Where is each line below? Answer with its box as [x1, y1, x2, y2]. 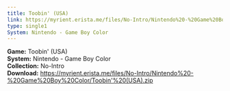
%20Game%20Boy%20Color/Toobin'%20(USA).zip [7, 76, 153, 85]
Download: [7, 69, 39, 77]
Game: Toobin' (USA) [7, 48, 68, 56]
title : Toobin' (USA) [7, 10, 69, 17]
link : [7, 16, 23, 23]
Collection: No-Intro [7, 62, 65, 70]
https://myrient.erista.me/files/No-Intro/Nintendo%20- [40, 69, 194, 77]
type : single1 [7, 22, 48, 29]
